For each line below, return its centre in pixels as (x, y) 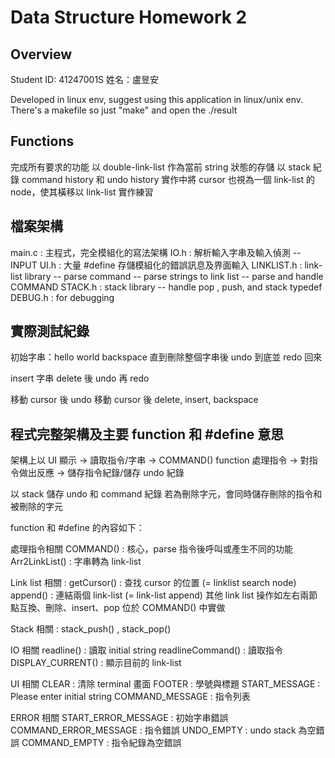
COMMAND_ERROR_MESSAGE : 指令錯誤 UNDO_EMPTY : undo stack (153, 730)
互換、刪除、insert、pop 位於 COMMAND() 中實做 (122, 608)
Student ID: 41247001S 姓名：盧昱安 (85, 79)
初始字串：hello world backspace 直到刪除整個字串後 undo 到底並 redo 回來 (166, 357)
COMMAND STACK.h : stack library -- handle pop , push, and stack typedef (166, 287)
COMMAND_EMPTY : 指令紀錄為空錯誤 (101, 743)
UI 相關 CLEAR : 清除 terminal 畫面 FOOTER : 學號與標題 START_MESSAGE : (165, 684)
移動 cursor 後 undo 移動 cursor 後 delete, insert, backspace (134, 400)
